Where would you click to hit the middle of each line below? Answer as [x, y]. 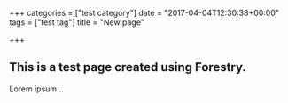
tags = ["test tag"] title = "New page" [77, 22]
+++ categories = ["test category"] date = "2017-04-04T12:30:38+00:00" [144, 13]
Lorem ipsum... [36, 89]
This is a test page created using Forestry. [128, 67]
